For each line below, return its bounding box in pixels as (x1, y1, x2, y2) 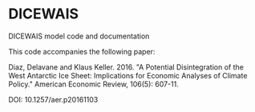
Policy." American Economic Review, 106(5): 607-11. (8, 79, 179, 89)
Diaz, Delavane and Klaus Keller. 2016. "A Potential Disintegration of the (8, 62, 245, 72)
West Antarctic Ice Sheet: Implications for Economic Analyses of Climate (8, 70, 248, 80)
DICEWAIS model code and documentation (8, 31, 150, 41)
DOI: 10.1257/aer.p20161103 (8, 94, 99, 104)
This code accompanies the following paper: (8, 46, 156, 56)
